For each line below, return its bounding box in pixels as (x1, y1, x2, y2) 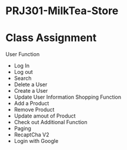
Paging (14, 125, 32, 132)
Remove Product (14, 106, 55, 113)
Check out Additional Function (14, 119, 88, 126)
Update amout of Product (14, 112, 76, 119)
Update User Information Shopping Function (14, 93, 122, 101)
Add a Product (14, 100, 49, 107)
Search (14, 75, 32, 82)
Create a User (14, 87, 48, 94)
